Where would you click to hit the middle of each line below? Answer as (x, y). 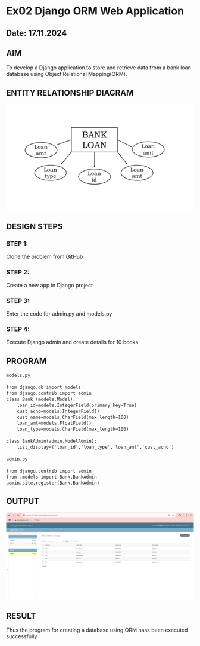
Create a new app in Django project (50, 285)
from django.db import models (44, 388)
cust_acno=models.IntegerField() (58, 411)
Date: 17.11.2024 (37, 33)
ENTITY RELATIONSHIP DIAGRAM (70, 93)
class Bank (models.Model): (41, 399)
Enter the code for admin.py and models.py (59, 313)
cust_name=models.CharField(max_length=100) (73, 417)
